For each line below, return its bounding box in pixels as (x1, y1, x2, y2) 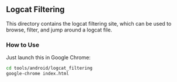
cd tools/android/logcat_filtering (6, 65, 93, 72)
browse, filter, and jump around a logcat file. (6, 26, 113, 33)
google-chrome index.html (6, 70, 69, 76)
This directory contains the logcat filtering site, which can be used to (6, 20, 172, 27)
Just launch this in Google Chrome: (6, 54, 91, 61)
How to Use (6, 41, 40, 49)
